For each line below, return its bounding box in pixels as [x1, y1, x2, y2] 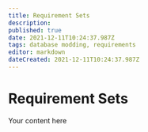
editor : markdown [8, 48, 66, 56]
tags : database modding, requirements [8, 41, 136, 49]
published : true [8, 26, 62, 34]
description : [8, 19, 51, 27]
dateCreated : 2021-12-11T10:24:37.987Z [8, 56, 140, 64]
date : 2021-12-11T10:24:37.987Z [8, 33, 115, 42]
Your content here [8, 115, 67, 125]
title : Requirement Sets [8, 11, 90, 20]
